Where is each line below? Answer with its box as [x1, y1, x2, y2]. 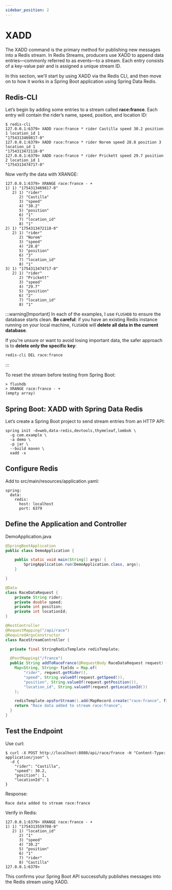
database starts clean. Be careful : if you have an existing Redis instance [5, 316, 158, 323]
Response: [5, 791, 28, 797]
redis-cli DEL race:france [5, 353, 63, 358]
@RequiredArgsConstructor [5, 632, 60, 638]
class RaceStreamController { [5, 637, 70, 643]
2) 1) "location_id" [12, 828, 56, 834]
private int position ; [14, 604, 63, 609]
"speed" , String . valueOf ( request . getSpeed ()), [24, 674, 125, 680]
